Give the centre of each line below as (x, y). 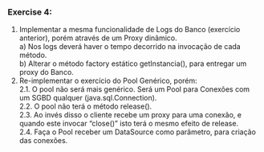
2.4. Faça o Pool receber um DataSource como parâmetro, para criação (137, 132)
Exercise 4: (30, 12)
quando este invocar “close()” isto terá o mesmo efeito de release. (128, 124)
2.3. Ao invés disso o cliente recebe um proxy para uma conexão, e (130, 115)
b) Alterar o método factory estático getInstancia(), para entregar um (133, 64)
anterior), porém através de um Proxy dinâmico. (98, 38)
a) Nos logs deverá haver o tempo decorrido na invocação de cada (130, 47)
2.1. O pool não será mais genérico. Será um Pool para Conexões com (134, 89)
